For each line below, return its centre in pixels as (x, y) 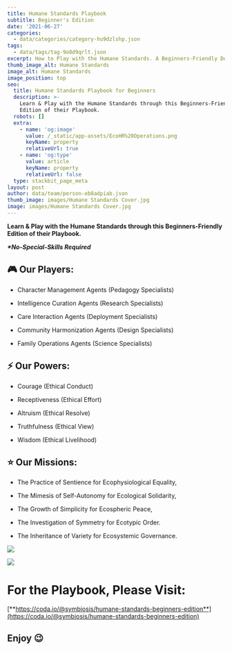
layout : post (26, 187)
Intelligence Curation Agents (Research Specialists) (90, 303)
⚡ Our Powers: (39, 366)
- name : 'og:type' (46, 155)
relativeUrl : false (53, 174)
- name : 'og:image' (48, 129)
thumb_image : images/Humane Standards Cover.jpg (78, 200)
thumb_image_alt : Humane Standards (58, 65)
